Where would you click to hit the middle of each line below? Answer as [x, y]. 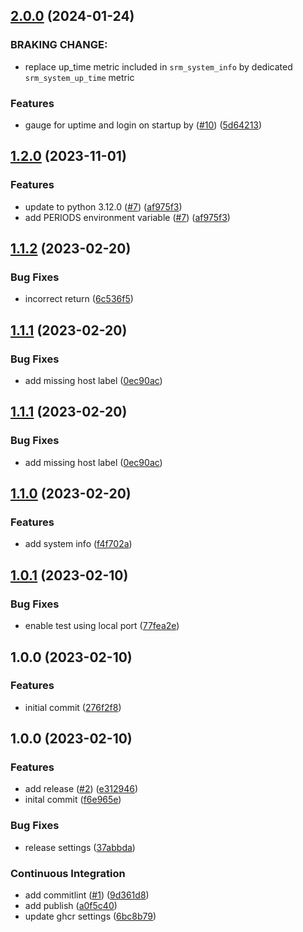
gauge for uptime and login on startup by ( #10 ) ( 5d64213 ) [143, 125]
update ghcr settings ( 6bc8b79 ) [90, 916]
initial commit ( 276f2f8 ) [73, 707]
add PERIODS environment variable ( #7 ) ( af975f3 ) [127, 217]
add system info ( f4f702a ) [78, 544]
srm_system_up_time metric [79, 77]
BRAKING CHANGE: [59, 45]
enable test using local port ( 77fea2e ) [102, 626]
